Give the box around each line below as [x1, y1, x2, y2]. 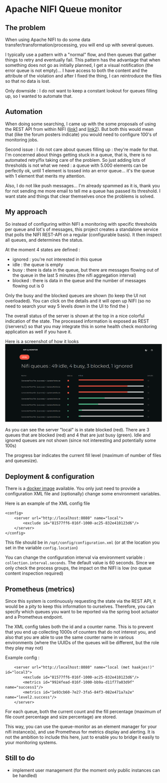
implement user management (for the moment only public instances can [12, 767, 161, 773]
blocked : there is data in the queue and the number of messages [12, 277, 146, 283]
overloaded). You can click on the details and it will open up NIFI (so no [5, 298, 151, 304]
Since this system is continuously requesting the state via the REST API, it [5, 598, 156, 604]
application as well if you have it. [5, 329, 72, 335]
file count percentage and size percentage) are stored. [5, 714, 117, 720]
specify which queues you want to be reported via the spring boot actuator [5, 609, 159, 615]
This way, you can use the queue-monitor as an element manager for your [5, 724, 158, 730]
